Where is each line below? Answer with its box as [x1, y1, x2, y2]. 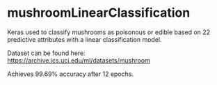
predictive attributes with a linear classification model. [7, 35, 162, 43]
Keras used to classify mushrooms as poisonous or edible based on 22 [7, 28, 211, 36]
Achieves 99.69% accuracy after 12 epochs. [7, 70, 134, 78]
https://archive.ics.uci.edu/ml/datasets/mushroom [7, 56, 151, 64]
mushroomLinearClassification [7, 5, 191, 21]
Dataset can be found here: [7, 49, 86, 57]
